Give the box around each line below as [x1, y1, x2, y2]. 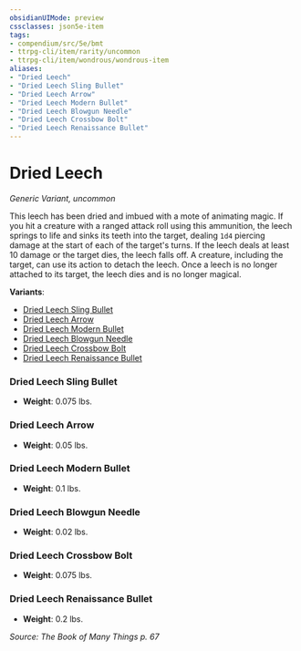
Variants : [9, 286, 46, 297]
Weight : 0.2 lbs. [22, 613, 84, 625]
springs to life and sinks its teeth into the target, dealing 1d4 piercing [9, 230, 266, 241]
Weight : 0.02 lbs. [22, 526, 88, 538]
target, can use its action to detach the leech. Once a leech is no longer [9, 259, 278, 270]
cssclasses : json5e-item [9, 22, 104, 31]
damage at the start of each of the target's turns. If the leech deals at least [9, 239, 290, 251]
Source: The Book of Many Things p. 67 [9, 631, 160, 642]
